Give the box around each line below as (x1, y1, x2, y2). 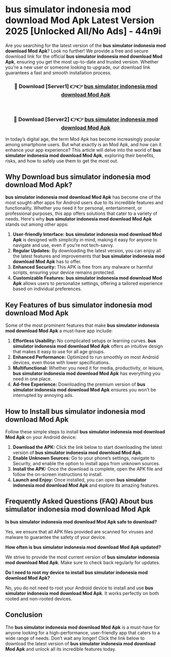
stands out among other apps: (5, 222, 69, 228)
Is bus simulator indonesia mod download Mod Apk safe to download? (5, 519, 157, 525)
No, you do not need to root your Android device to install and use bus (5, 585, 154, 591)
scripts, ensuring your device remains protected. (12, 269, 115, 275)
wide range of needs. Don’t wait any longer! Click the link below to (5, 635, 145, 641)
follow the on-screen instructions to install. (12, 471, 103, 477)
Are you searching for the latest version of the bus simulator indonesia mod (5, 42, 166, 48)
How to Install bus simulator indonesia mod (5, 407, 145, 416)
